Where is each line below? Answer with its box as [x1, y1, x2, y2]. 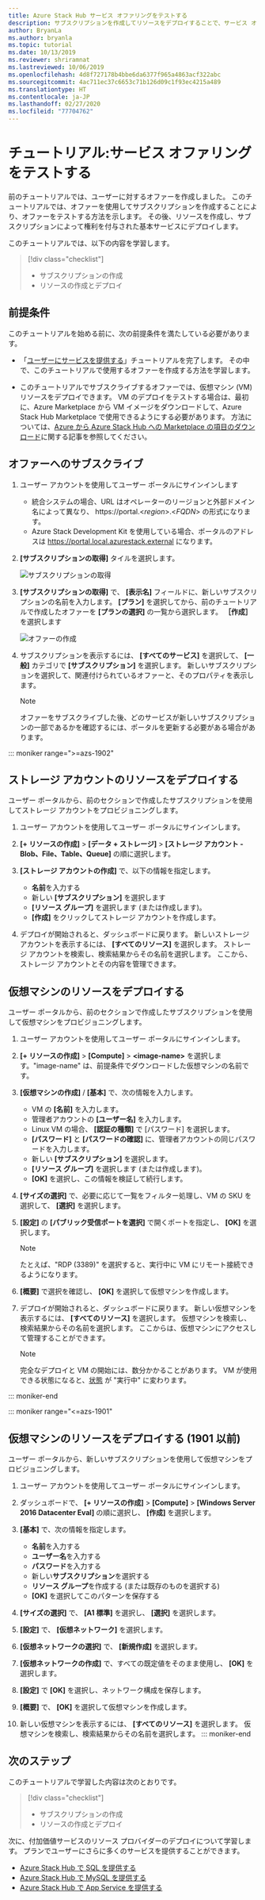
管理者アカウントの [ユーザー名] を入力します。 [31, 1114, 186, 1124]
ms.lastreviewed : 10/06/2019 [8, 63, 104, 71]
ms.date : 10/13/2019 [8, 48, 77, 56]
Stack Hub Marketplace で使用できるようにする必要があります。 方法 [19, 412, 245, 421]
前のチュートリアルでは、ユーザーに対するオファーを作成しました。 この [8, 191, 246, 201]
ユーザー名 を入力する [31, 1552, 101, 1560]
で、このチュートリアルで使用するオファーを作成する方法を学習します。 [19, 365, 255, 375]
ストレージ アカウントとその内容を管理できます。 [19, 960, 180, 969]
